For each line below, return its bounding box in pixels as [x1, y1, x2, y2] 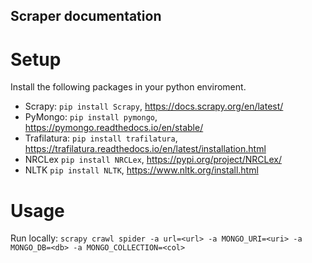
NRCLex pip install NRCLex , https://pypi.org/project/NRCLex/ [24, 154, 282, 166]
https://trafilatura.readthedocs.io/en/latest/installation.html [24, 143, 267, 155]
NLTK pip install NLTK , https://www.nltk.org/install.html [24, 164, 259, 176]
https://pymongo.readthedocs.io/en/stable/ [24, 122, 204, 134]
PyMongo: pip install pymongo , [24, 111, 158, 123]
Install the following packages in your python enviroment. [10, 81, 247, 93]
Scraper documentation [10, 8, 162, 25]
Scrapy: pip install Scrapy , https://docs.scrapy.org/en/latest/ [24, 100, 284, 113]
